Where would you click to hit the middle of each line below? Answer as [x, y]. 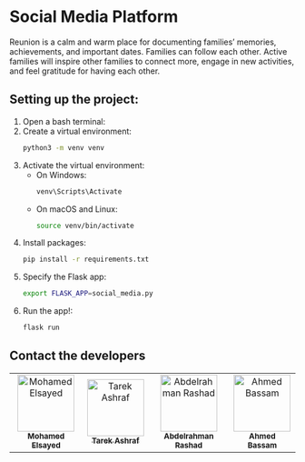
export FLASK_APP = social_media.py [88, 294]
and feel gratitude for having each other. [85, 71]
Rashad [188, 445]
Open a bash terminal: [64, 121]
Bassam [262, 445]
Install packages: [54, 243]
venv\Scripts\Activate [79, 191]
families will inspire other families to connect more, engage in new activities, [152, 61]
